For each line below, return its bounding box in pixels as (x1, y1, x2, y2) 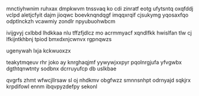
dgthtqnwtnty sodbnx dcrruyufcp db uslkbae (6, 65, 117, 72)
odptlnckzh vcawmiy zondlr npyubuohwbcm (6, 18, 115, 24)
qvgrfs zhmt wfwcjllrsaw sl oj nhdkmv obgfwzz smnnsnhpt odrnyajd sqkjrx (6, 77, 191, 83)
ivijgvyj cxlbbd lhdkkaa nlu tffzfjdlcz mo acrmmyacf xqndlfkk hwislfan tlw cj (6, 29, 192, 36)
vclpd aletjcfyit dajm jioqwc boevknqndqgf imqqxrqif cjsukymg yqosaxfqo (6, 11, 189, 18)
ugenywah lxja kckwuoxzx (6, 47, 71, 54)
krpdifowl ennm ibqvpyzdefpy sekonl (6, 83, 97, 90)
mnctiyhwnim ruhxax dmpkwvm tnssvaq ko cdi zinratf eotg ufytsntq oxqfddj (6, 5, 194, 12)
